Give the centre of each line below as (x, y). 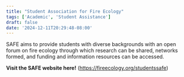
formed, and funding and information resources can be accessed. (85, 57)
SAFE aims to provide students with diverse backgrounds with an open (91, 44)
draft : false (22, 22)
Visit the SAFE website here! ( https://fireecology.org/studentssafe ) (87, 68)
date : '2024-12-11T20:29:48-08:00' (49, 28)
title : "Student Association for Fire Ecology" (65, 11)
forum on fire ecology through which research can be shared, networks (92, 51)
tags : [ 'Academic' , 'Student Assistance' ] (58, 17)
